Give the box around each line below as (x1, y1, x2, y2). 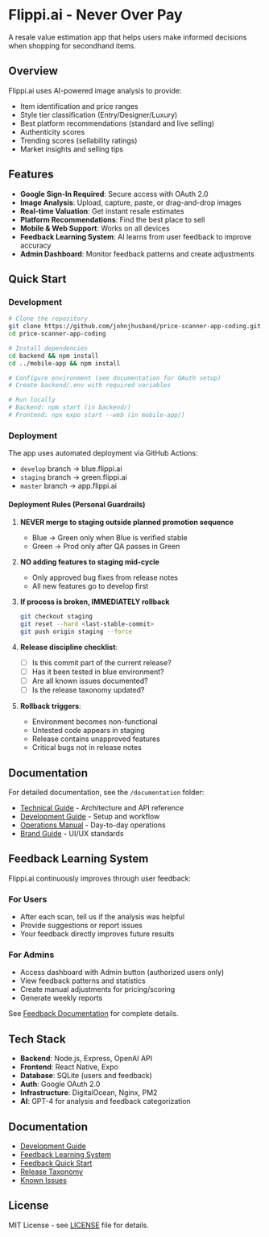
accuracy (19, 240, 52, 250)
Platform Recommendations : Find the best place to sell (19, 214, 205, 224)
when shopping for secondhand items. (8, 40, 137, 50)
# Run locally (8, 396, 56, 404)
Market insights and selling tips (19, 144, 124, 154)
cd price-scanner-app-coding (8, 330, 106, 338)
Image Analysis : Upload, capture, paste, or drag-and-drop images (19, 198, 242, 207)
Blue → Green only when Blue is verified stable (31, 533, 188, 543)
